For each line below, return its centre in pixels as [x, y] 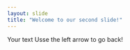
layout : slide [28, 13]
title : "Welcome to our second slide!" [65, 20]
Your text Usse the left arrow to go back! [65, 39]
